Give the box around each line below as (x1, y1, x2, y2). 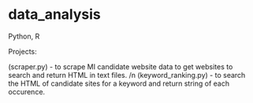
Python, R (8, 31, 40, 41)
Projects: (8, 46, 37, 56)
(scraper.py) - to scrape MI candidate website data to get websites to (8, 61, 233, 72)
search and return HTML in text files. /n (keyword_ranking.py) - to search (8, 70, 246, 79)
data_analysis (8, 6, 101, 24)
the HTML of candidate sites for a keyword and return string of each (8, 79, 230, 88)
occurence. (8, 86, 46, 96)
